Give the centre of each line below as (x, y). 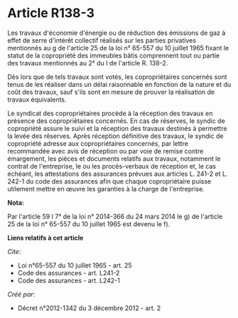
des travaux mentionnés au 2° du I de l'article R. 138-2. (88, 63)
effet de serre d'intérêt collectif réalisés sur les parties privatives (102, 40)
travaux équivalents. (37, 99)
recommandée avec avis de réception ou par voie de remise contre (106, 151)
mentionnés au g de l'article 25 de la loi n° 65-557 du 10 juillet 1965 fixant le (118, 48)
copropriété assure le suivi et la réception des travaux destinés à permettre (117, 128)
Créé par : (21, 294)
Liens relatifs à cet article (45, 238)
